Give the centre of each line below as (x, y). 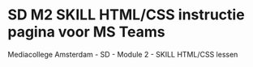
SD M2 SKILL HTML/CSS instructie (126, 15)
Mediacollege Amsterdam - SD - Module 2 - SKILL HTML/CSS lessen (123, 54)
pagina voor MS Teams (86, 32)
